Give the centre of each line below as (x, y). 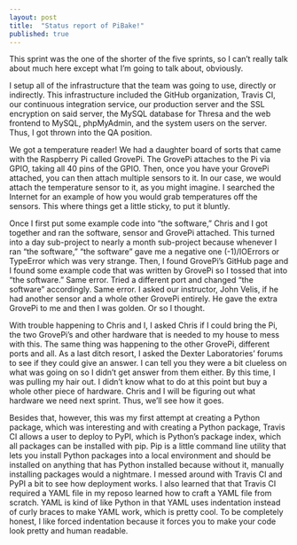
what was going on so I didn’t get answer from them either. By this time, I (142, 372)
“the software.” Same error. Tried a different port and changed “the (132, 280)
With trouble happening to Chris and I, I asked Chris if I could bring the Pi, (143, 325)
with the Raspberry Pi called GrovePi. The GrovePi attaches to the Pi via (140, 160)
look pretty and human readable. (69, 531)
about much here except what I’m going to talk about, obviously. (126, 68)
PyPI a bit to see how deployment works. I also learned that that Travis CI (143, 484)
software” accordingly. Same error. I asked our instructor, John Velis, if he (144, 290)
